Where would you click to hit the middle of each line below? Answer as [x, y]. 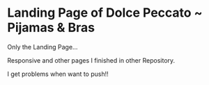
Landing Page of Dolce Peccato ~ [105, 13]
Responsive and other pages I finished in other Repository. [91, 60]
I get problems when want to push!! [58, 74]
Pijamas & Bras [51, 28]
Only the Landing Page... [42, 47]
